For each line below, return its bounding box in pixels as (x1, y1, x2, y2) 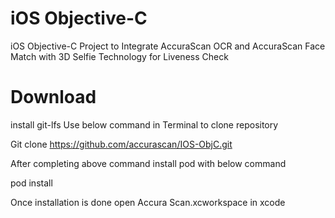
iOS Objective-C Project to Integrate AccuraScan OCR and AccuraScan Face (10, 40, 326, 52)
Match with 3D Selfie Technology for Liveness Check (10, 50, 229, 62)
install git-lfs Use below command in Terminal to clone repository (10, 118, 279, 131)
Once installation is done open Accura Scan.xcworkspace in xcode (10, 196, 286, 208)
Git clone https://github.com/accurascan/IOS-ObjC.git (10, 138, 233, 150)
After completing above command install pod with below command (10, 157, 287, 169)
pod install (10, 177, 53, 189)
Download (10, 86, 97, 109)
